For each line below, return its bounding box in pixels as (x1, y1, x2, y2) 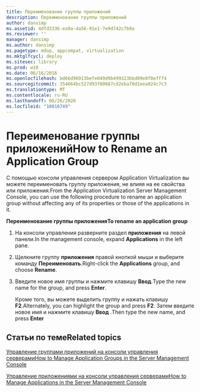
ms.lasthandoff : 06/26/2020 (6, 98, 76, 104)
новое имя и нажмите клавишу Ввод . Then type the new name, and (14, 309, 186, 316)
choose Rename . (14, 266, 57, 274)
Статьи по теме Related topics (6, 332, 122, 342)
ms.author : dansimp (6, 42, 55, 48)
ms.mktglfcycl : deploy (6, 53, 63, 59)
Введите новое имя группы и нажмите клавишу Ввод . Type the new (14, 278, 186, 285)
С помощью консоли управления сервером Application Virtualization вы (6, 174, 189, 181)
